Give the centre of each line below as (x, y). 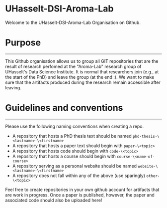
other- (153, 176)
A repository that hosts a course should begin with (64, 156)
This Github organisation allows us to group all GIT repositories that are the (82, 61)
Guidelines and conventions (64, 108)
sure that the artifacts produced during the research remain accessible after (83, 82)
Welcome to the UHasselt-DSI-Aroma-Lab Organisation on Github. (73, 22)
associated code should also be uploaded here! (54, 200)
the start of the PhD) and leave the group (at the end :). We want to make (80, 77)
